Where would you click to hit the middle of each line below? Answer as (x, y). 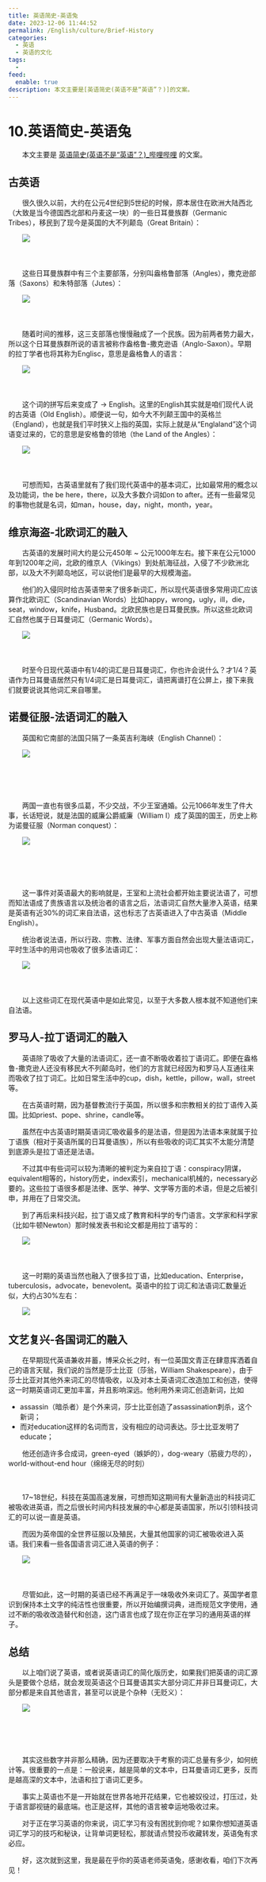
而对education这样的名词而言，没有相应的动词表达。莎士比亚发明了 (129, 1427)
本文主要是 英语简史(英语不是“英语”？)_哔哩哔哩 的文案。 (114, 155)
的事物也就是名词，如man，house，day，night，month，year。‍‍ (112, 504)
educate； (36, 1437)
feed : (17, 75)
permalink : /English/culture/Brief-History (81, 30)
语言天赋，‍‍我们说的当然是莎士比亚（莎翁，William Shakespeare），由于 (137, 1370)
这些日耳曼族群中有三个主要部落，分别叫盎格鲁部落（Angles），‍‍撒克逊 (135, 273)
